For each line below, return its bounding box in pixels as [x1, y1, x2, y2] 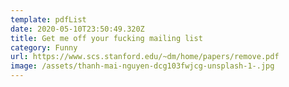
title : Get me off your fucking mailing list [10, 33, 203, 43]
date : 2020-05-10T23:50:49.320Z [10, 24, 145, 34]
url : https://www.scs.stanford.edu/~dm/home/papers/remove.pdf [10, 52, 280, 62]
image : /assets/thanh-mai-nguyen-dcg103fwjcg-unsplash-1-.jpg [10, 61, 275, 71]
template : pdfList [10, 14, 87, 25]
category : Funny [10, 42, 78, 53]
